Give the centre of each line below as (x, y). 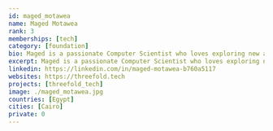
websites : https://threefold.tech (67, 76)
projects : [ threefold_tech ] (56, 84)
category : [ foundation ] (49, 46)
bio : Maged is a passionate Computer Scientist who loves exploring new (134, 54)
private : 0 (27, 115)
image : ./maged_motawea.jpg (56, 92)
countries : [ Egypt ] (41, 99)
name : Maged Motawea (43, 24)
